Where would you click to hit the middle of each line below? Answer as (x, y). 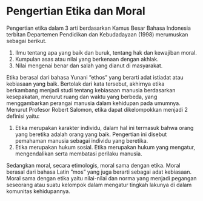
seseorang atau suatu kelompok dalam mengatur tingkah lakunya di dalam (99, 185)
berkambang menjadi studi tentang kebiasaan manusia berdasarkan (91, 90)
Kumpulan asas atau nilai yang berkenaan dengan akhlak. (87, 59)
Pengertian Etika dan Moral (76, 11)
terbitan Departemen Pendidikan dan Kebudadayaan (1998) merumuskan (97, 34)
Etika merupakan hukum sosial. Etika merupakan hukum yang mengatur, (105, 147)
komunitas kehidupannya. (38, 191)
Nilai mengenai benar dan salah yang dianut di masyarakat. (89, 66)
